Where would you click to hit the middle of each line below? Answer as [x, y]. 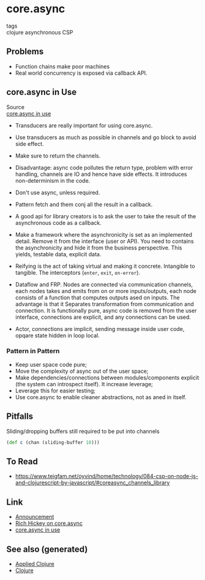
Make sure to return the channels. [58, 156]
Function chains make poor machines [62, 66]
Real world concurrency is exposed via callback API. [81, 73]
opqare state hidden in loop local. [57, 335]
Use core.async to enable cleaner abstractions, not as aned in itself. [101, 397]
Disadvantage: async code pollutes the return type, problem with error [104, 167]
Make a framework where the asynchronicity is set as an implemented [104, 234]
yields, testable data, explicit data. [58, 254]
